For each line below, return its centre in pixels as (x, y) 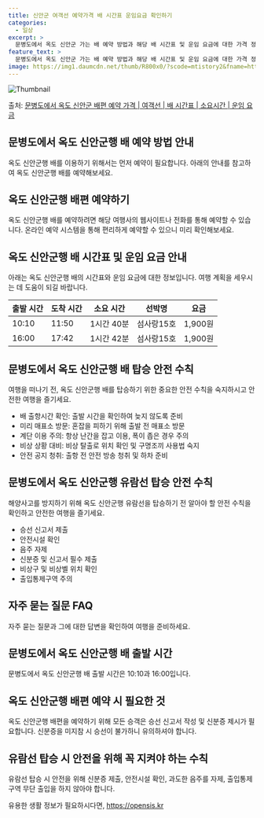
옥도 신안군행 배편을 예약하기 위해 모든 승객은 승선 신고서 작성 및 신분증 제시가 (128, 721)
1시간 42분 (110, 339)
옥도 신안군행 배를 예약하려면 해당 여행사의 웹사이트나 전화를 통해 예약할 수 (123, 220)
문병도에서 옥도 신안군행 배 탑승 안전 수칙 (101, 369)
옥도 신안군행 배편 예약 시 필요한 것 (87, 701)
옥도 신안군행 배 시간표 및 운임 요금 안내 (97, 257)
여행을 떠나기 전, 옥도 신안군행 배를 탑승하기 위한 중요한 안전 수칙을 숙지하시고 (128, 389)
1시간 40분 (110, 324)
